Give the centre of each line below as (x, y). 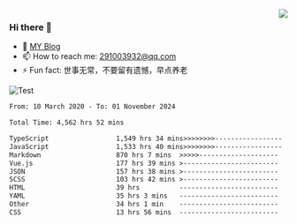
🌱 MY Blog (41, 47)
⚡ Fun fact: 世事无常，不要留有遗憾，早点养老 (105, 71)
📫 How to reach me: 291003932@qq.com (99, 56)
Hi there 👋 (31, 27)
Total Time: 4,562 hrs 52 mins (67, 123)
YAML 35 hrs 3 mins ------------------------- (144, 196)
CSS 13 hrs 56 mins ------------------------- (144, 212)
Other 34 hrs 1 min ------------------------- (144, 205)
